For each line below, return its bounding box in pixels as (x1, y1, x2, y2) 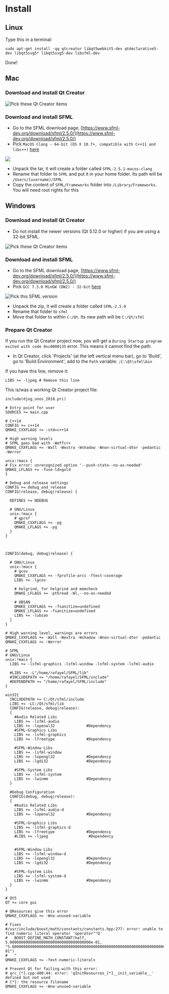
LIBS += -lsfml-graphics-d (14, 825, 71, 830)
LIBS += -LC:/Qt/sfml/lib (10, 701, 64, 707)
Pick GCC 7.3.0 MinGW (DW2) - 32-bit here (12, 283, 102, 289)
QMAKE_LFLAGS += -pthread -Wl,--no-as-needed (14, 591, 112, 596)
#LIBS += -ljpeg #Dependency (14, 834, 114, 839)
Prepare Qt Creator (5, 326, 53, 333)
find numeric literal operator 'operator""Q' (5, 931, 102, 936)
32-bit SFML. (12, 233, 40, 240)
